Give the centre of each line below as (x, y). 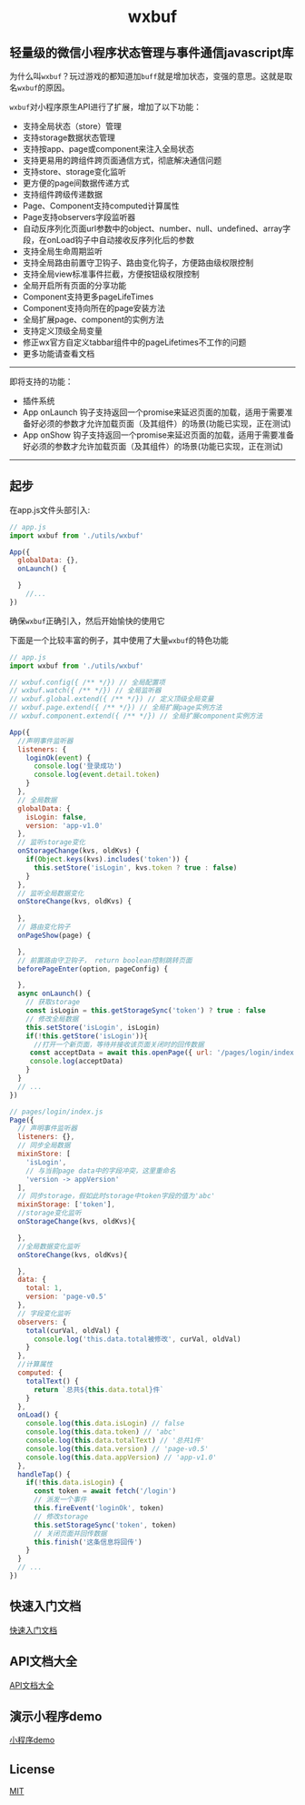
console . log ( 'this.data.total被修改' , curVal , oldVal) (138, 1339)
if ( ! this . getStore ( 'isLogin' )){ (87, 1036)
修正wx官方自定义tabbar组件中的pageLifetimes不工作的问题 (134, 342)
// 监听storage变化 (52, 842)
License (32, 1769)
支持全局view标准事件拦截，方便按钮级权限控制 (111, 274)
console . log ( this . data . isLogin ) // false (105, 1424)
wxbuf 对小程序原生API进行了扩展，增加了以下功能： (106, 107)
